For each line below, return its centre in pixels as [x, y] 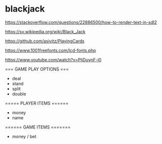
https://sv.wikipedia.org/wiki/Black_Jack [45, 31]
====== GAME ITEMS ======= [38, 127]
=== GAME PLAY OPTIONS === [37, 69]
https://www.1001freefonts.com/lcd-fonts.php [50, 50]
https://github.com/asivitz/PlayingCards [45, 41]
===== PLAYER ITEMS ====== [37, 103]
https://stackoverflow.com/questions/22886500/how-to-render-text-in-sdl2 [81, 22]
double [19, 94]
